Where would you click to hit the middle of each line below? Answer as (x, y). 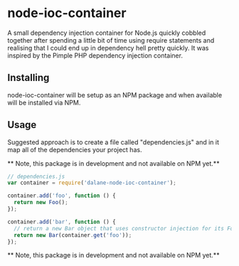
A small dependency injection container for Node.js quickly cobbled (107, 33)
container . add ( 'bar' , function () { (62, 222)
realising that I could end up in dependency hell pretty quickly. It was (108, 48)
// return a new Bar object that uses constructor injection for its (119, 228)
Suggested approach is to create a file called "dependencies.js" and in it (113, 142)
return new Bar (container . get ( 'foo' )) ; (73, 235)
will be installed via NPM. (44, 102)
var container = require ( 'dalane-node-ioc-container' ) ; (92, 183)
